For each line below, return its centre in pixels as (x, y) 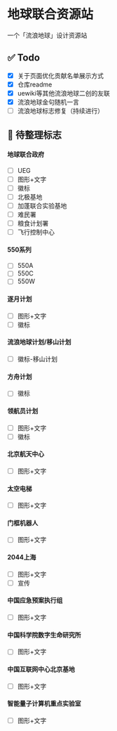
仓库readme (35, 84)
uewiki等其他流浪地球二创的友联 (63, 93)
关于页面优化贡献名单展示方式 (60, 75)
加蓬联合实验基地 (42, 205)
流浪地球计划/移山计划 (39, 342)
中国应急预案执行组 (35, 600)
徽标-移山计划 (37, 359)
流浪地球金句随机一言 (48, 102)
